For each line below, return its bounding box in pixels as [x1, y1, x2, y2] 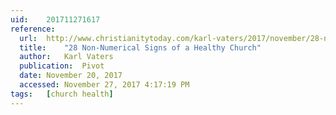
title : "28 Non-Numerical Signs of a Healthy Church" [19, 42, 262, 53]
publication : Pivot [19, 61, 105, 71]
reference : [10, 24, 56, 34]
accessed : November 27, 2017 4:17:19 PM [19, 80, 190, 90]
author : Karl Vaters [19, 52, 114, 62]
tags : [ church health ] [10, 89, 114, 99]
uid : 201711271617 [10, 14, 101, 25]
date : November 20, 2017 [19, 71, 123, 81]
